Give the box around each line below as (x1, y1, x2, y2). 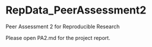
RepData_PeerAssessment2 (5, 4, 147, 17)
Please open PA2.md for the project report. (5, 34, 110, 41)
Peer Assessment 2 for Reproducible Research (5, 23, 120, 30)
